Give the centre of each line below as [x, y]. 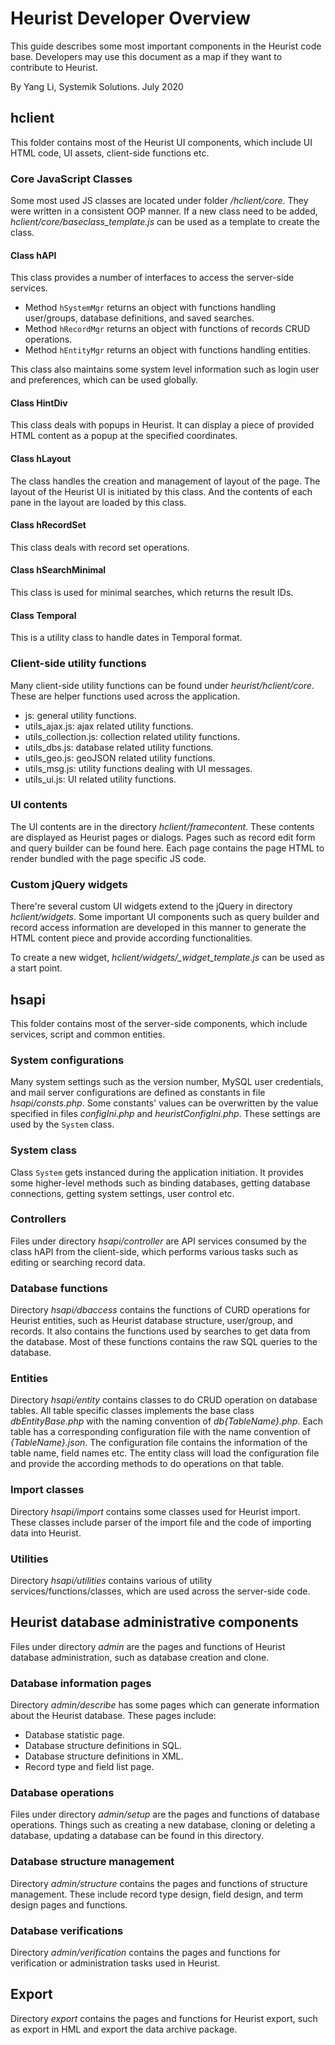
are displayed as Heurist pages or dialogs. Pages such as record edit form [163, 837]
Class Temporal [43, 615]
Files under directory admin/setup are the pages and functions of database [165, 1814]
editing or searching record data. [78, 1262]
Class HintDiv [39, 403]
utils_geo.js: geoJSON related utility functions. [120, 758]
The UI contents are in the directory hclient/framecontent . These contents [162, 826]
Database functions [59, 1288]
